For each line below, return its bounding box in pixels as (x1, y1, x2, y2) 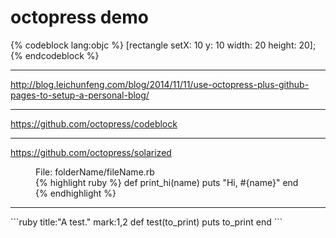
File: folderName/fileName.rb (35, 166, 155, 178)
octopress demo (10, 6, 149, 29)
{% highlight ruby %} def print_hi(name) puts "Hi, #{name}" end (35, 176, 299, 188)
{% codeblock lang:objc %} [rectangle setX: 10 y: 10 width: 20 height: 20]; (10, 39, 317, 51)
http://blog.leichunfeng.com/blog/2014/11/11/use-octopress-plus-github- (10, 78, 310, 90)
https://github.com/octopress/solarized (10, 146, 172, 158)
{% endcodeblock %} (10, 49, 100, 61)
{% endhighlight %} (35, 187, 117, 199)
